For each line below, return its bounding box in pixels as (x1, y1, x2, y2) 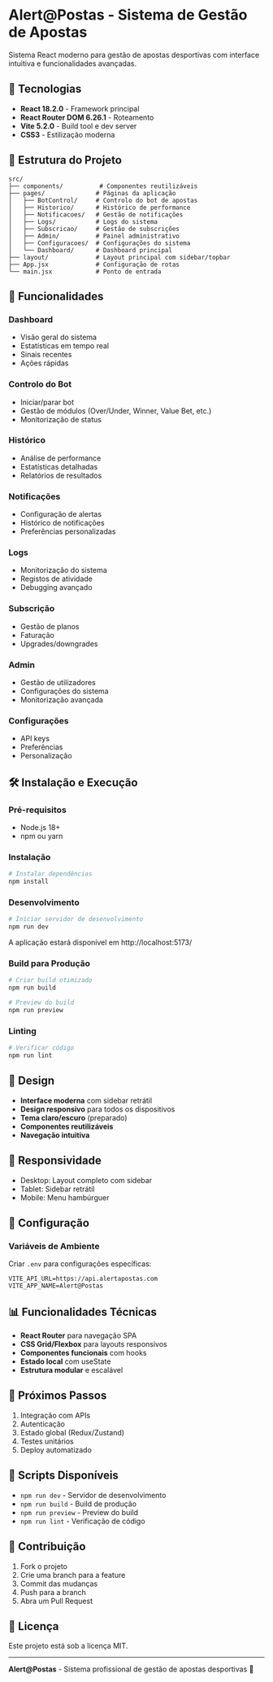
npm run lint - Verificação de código (19, 1516, 145, 1526)
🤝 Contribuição (8, 1540, 86, 1553)
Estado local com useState (19, 1357, 111, 1366)
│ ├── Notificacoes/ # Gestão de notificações (8, 210, 184, 219)
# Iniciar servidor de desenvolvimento (8, 915, 144, 924)
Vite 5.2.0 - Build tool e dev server (19, 120, 137, 131)
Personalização (19, 751, 72, 761)
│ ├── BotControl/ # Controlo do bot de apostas (8, 196, 198, 204)
